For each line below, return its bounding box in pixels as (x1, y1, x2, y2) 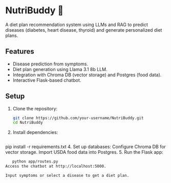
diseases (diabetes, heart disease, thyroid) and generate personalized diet (5, 27, 162, 33)
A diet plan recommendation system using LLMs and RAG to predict (5, 21, 148, 28)
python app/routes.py (12, 159, 58, 164)
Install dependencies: (12, 129, 58, 135)
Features (5, 47, 34, 56)
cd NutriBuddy (12, 120, 43, 125)
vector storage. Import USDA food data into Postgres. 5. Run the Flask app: (5, 149, 164, 155)
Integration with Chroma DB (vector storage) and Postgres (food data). (12, 72, 162, 78)
